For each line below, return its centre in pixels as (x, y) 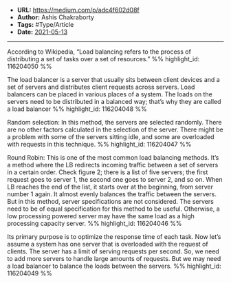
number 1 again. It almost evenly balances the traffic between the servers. (112, 194)
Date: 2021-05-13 (42, 32)
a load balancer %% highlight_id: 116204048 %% (77, 109)
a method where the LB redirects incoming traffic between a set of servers (113, 165)
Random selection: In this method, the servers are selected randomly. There (114, 122)
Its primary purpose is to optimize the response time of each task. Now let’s (114, 237)
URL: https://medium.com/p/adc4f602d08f (78, 10)
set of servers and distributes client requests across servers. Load (101, 87)
